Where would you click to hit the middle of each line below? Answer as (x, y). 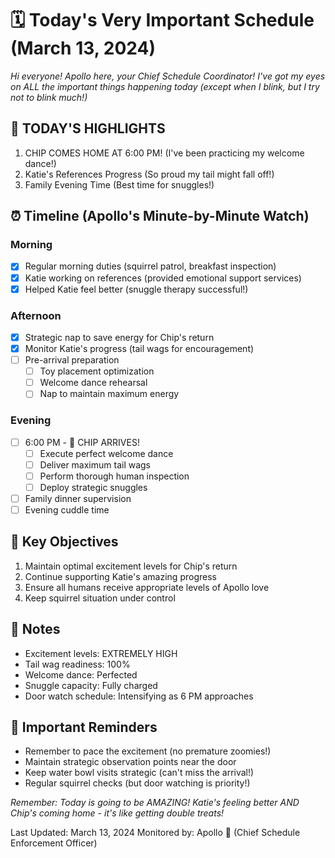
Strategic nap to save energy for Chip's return (119, 337)
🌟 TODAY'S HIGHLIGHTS (88, 128)
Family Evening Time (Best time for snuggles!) (119, 184)
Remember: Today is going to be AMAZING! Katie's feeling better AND (155, 803)
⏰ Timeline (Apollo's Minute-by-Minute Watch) (160, 216)
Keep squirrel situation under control (100, 598)
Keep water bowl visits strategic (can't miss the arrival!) (139, 773)
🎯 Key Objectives (64, 542)
